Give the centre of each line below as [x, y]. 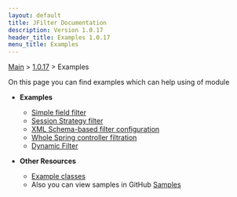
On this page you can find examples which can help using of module [119, 82]
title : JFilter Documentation [58, 23]
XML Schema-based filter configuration [95, 130]
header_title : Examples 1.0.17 [59, 37]
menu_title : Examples [44, 45]
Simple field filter [58, 113]
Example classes [58, 177]
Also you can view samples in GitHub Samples [106, 184]
